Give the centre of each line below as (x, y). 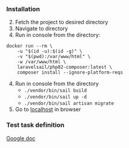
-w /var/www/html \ (42, 62)
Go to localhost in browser (48, 109)
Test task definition (35, 125)
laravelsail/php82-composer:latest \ (65, 67)
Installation (23, 9)
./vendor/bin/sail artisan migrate (69, 104)
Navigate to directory (41, 28)
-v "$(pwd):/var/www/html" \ (54, 57)
